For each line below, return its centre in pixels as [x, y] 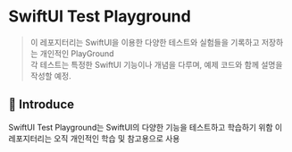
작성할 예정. [51, 76]
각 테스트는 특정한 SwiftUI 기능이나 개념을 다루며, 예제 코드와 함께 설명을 [156, 64]
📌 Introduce [42, 105]
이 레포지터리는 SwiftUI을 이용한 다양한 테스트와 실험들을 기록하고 [145, 42]
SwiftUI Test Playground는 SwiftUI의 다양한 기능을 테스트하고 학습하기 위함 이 [146, 127]
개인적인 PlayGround [77, 53]
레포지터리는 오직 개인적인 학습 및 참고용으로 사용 [94, 138]
